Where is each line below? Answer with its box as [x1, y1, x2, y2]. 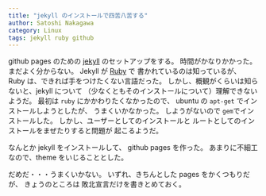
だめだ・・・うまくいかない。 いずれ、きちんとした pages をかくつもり [8, 170, 244, 179]
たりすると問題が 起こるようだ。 [56, 126, 164, 136]
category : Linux [8, 26, 62, 34]
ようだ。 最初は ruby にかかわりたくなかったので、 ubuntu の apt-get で [8, 96, 244, 106]
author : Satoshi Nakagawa [8, 19, 94, 27]
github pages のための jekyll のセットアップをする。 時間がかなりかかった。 [8, 56, 257, 66]
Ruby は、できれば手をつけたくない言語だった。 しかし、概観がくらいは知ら [8, 76, 259, 86]
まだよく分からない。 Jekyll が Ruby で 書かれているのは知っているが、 [8, 67, 241, 76]
